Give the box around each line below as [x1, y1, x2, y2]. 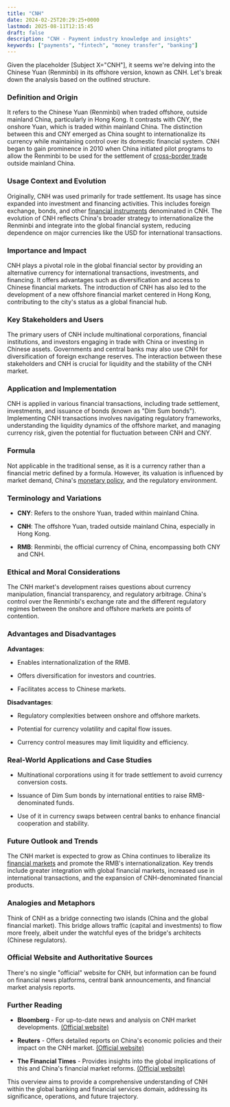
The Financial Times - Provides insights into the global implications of [16, 1057, 216, 1065]
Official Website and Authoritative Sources [7, 952, 153, 962]
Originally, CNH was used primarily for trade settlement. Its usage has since [7, 192, 222, 200]
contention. [7, 612, 40, 620]
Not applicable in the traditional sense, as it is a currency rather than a [7, 461, 206, 470]
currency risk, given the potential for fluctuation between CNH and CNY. [7, 429, 211, 437]
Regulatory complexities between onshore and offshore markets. [16, 711, 200, 720]
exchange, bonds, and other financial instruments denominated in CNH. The [7, 207, 222, 215]
